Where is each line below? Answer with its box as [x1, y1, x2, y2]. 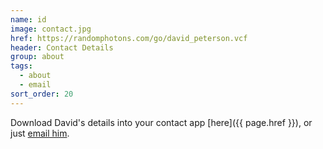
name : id [10, 14, 47, 25]
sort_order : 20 [10, 89, 74, 99]
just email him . [10, 127, 70, 139]
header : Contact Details [10, 42, 114, 53]
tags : [10, 61, 33, 71]
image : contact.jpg [10, 24, 92, 34]
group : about [10, 52, 65, 62]
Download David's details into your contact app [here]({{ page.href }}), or [10, 116, 313, 128]
